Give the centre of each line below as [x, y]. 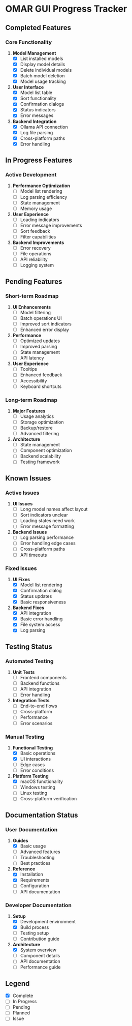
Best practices [35, 863]
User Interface [28, 87]
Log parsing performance [47, 537]
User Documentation [31, 829]
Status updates [36, 596]
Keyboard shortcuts [41, 386]
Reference [24, 869]
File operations [36, 254]
